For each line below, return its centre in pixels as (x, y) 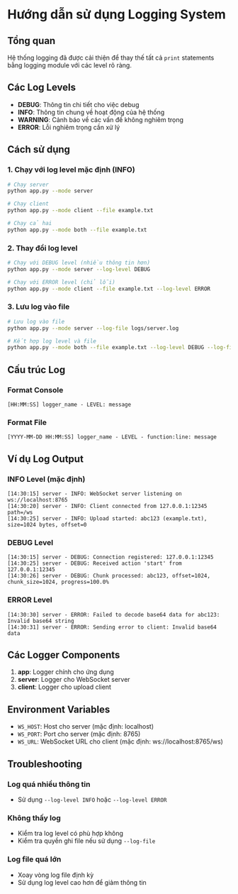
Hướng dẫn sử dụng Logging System (117, 15)
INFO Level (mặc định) (46, 479)
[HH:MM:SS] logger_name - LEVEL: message (69, 405)
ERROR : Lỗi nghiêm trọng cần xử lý (69, 127)
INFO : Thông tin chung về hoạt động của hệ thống (91, 112)
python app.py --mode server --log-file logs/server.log (93, 328)
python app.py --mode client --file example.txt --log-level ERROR (109, 289)
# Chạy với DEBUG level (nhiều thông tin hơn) (79, 263)
